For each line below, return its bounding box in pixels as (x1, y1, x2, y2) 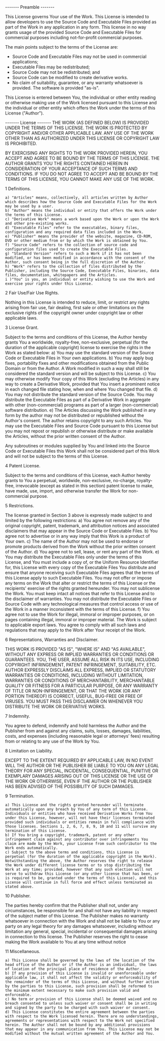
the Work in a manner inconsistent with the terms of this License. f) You (5, 607, 150, 612)
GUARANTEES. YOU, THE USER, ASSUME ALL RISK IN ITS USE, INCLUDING (5, 657, 160, 663)
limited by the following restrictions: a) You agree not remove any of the (5, 518, 150, 523)
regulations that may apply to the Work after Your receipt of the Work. (5, 627, 146, 633)
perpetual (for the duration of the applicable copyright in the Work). (5, 854, 157, 859)
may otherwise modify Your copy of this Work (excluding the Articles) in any (5, 376, 159, 381)
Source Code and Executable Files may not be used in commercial (12, 54, 147, 59)
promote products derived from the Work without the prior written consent (5, 544, 156, 549)
